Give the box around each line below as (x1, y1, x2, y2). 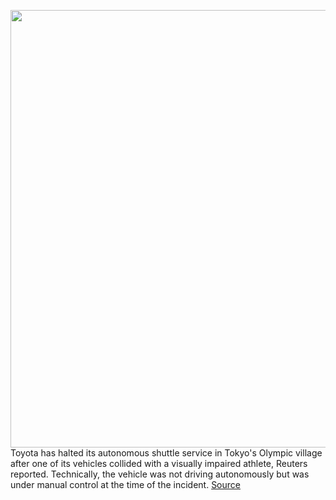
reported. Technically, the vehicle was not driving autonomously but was (10, 468, 310, 480)
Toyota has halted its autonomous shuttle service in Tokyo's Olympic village (10, 447, 323, 459)
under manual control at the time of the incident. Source (10, 479, 241, 490)
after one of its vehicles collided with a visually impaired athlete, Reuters (10, 458, 308, 469)
